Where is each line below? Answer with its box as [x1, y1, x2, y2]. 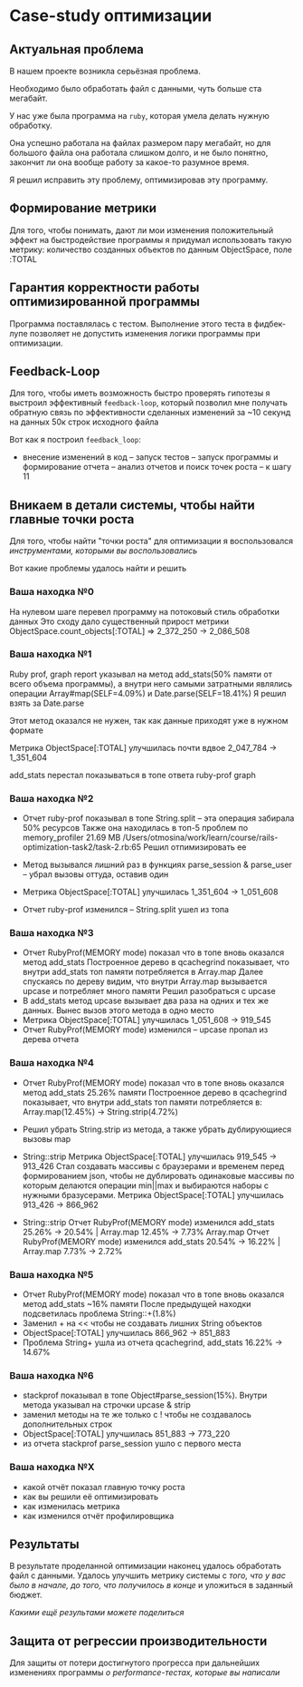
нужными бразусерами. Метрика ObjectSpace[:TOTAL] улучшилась [22, 1189, 285, 1200]
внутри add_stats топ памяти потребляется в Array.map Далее [22, 967, 264, 978]
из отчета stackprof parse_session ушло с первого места [22, 1438, 241, 1449]
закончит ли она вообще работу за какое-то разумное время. [9, 157, 250, 168]
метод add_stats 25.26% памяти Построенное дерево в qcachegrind [22, 1087, 288, 1097]
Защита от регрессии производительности [9, 1633, 268, 1649]
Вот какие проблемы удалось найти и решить [9, 563, 187, 574]
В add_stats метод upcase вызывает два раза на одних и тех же [22, 995, 270, 1007]
